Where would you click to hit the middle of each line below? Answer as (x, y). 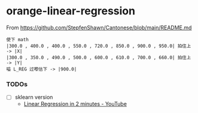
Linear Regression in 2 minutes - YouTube (75, 104)
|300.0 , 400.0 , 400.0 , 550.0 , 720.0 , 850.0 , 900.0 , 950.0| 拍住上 (99, 46)
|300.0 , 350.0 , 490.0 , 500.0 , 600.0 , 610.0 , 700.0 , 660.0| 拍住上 (99, 57)
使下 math (17, 39)
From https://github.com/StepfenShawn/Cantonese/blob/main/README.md (99, 28)
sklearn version (34, 97)
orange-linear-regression (71, 11)
